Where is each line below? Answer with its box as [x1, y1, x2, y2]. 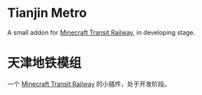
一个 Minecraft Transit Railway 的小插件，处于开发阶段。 [7, 80, 171, 88]
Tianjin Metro [7, 5, 87, 21]
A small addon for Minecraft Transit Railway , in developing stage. [7, 28, 196, 37]
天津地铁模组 [7, 55, 82, 71]
